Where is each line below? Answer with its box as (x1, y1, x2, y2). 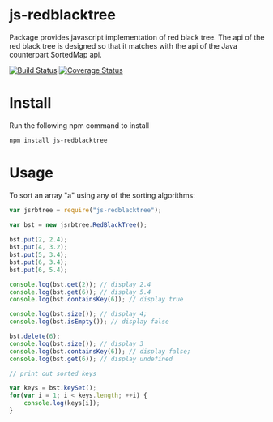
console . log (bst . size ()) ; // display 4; (9, 310, 148, 318)
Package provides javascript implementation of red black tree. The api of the (9, 32, 265, 42)
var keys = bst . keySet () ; (9, 384, 96, 392)
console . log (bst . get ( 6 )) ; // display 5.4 (9, 288, 151, 296)
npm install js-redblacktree (9, 136, 108, 144)
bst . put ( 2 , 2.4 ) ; (9, 236, 68, 244)
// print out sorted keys (9, 369, 96, 377)
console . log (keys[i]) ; (23, 399, 100, 407)
